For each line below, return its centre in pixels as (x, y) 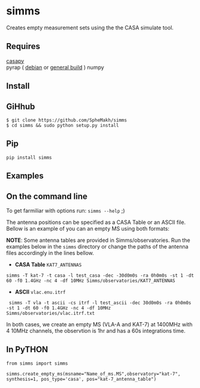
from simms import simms (37, 363)
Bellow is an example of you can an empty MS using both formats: (88, 228)
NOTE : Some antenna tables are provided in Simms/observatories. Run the (98, 240)
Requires (23, 46)
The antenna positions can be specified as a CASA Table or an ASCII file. (96, 222)
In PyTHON (27, 349)
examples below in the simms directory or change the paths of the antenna (97, 246)
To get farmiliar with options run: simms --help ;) (66, 210)
